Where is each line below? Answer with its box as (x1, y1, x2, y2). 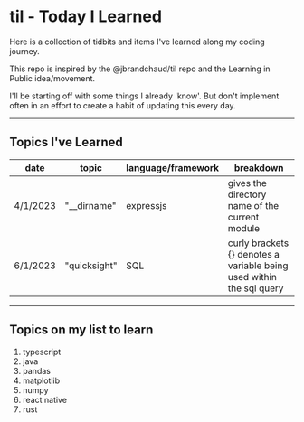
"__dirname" (64, 199, 117, 211)
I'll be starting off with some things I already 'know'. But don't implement (9, 90, 280, 101)
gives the (227, 176, 267, 189)
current (227, 211, 260, 223)
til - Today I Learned (9, 6, 163, 27)
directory (227, 188, 267, 201)
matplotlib (22, 375, 61, 386)
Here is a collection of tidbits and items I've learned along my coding (9, 36, 265, 47)
